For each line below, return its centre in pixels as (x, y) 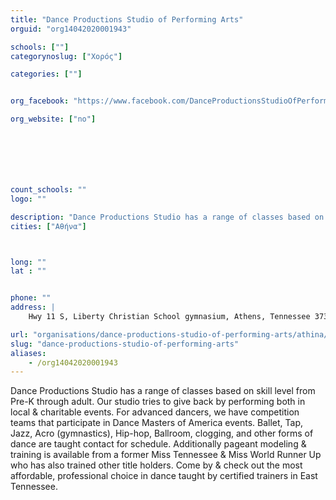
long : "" (28, 262)
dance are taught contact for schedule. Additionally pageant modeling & (158, 444)
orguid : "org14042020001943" (71, 29)
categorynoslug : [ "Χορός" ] (66, 56)
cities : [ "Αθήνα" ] (48, 226)
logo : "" (28, 199)
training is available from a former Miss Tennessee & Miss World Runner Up (166, 455)
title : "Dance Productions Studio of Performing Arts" (127, 19)
